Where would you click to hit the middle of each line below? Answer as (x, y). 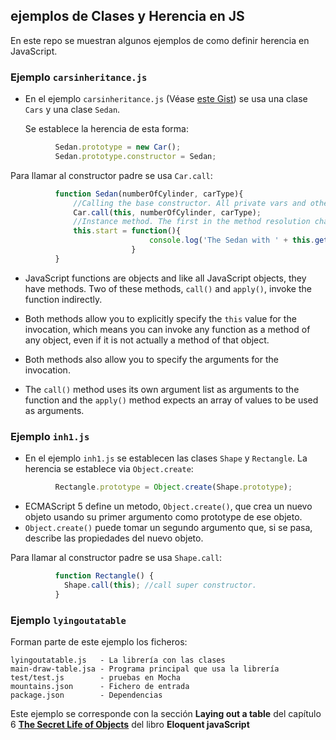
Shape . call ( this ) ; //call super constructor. (160, 585)
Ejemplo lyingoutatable (68, 620)
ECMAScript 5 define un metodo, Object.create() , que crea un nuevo (168, 506)
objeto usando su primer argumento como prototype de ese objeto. (163, 517)
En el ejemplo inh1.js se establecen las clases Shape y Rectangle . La (166, 458)
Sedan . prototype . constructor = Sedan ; (135, 156)
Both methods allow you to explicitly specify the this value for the (160, 318)
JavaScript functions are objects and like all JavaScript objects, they (165, 278)
